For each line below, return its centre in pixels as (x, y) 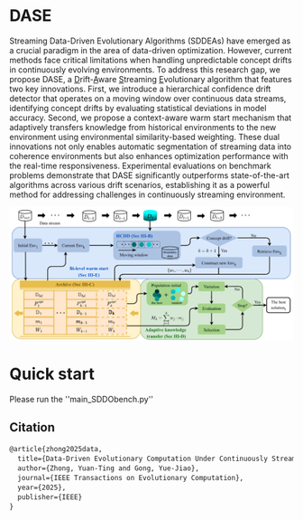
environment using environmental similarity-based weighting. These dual (145, 137)
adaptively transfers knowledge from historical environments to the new (143, 127)
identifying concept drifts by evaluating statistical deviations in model (138, 108)
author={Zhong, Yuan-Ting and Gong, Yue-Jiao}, (109, 468)
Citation (32, 427)
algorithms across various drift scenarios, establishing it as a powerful (140, 184)
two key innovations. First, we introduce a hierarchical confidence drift (140, 89)
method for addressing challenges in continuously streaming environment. (147, 194)
